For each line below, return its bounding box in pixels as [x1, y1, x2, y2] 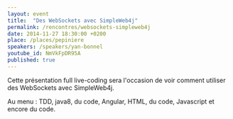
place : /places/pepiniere [7, 37, 84, 44]
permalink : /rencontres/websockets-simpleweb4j [7, 23, 151, 30]
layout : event [7, 10, 50, 18]
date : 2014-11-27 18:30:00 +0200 [7, 30, 107, 38]
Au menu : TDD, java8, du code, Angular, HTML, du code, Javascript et [7, 97, 215, 106]
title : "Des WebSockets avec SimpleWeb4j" [7, 17, 139, 24]
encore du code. [7, 104, 55, 113]
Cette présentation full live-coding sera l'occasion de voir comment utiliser [7, 76, 226, 84]
